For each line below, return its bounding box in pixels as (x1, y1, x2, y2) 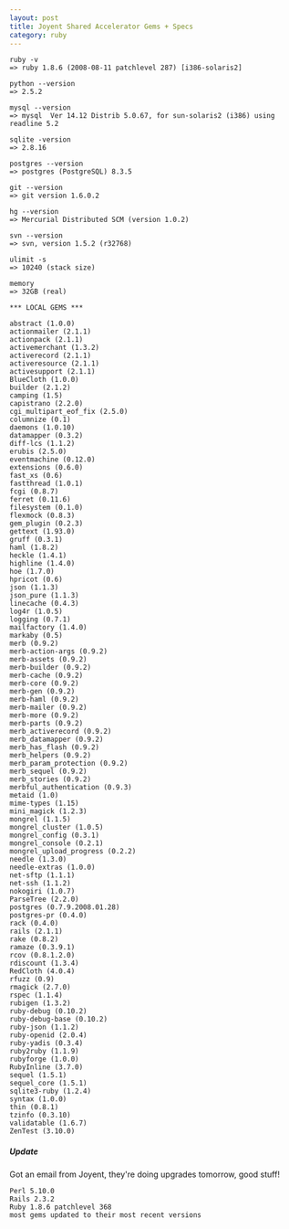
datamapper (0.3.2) (9, 431, 84, 440)
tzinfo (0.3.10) (9, 1111, 71, 1120)
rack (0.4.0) (9, 919, 59, 928)
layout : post (9, 13, 59, 23)
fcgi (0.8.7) (9, 487, 59, 496)
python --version (9, 79, 76, 89)
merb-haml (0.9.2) (9, 695, 79, 705)
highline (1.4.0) (9, 559, 76, 568)
